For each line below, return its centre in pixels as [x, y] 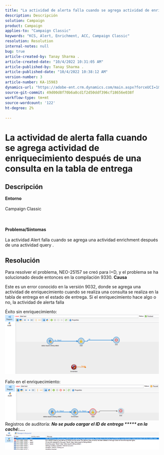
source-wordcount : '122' [30, 103]
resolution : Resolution [29, 41]
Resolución [22, 260]
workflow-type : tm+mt [27, 97]
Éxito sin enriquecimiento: [31, 311]
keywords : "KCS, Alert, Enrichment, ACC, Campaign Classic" [68, 36]
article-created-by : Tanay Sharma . [42, 57]
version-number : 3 [24, 77]
